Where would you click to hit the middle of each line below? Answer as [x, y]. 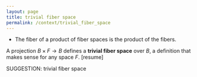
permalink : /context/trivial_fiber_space [59, 23]
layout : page [22, 12]
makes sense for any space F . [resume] [55, 57]
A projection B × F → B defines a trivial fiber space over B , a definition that [98, 51]
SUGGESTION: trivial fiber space [46, 69]
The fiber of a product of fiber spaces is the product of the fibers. [96, 40]
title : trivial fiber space [41, 17]
